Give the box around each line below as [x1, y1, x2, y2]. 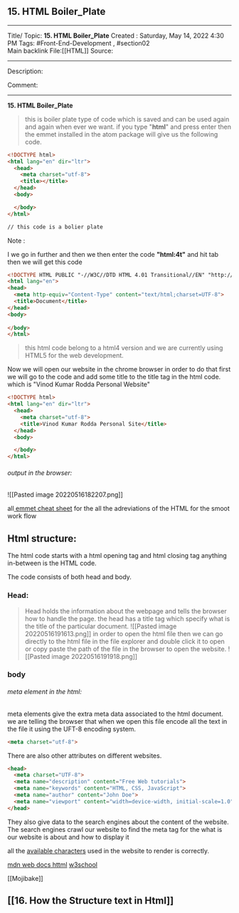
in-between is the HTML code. [7, 559, 97, 568]
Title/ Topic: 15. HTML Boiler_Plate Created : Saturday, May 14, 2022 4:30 [7, 31, 224, 40]
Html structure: [7, 532, 77, 544]
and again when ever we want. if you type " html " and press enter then [24, 122, 231, 131]
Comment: [7, 80, 38, 89]
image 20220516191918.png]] [51, 652, 137, 660]
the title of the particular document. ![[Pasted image [24, 622, 177, 630]
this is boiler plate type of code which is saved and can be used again [24, 115, 230, 123]
